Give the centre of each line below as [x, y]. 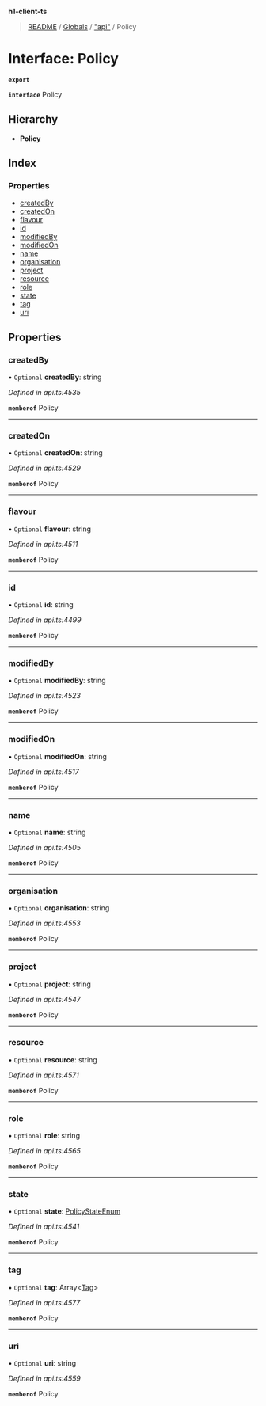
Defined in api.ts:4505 [45, 847]
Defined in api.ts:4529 [45, 468]
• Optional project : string [49, 984]
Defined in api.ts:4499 [45, 620]
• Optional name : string [47, 832]
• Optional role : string [44, 1136]
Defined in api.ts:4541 [44, 1227]
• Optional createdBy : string [55, 377]
